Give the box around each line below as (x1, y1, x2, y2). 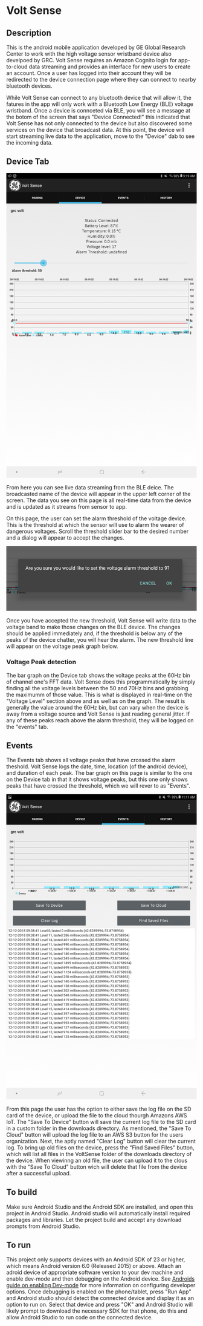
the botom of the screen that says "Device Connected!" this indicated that (6, 113, 190, 120)
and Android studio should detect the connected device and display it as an (6, 1295, 195, 1302)
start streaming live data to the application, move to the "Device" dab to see (6, 132, 195, 140)
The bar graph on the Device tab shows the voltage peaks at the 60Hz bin (6, 671, 190, 679)
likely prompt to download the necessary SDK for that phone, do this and (6, 1307, 187, 1315)
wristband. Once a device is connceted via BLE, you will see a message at (6, 107, 191, 114)
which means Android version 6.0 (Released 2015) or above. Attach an (6, 1262, 182, 1270)
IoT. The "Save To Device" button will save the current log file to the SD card (6, 1118, 196, 1125)
